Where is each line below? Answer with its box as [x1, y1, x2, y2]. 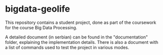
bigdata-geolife [5, 3, 70, 15]
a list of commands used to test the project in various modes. [5, 44, 130, 50]
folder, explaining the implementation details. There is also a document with [5, 39, 159, 45]
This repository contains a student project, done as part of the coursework [5, 19, 157, 25]
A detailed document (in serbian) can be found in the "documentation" [5, 34, 148, 40]
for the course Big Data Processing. [5, 24, 77, 30]
